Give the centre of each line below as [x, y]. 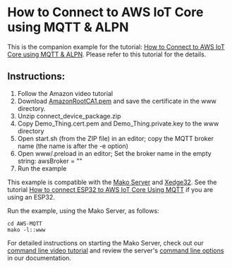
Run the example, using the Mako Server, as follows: [84, 211]
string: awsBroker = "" [50, 161]
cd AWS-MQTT [25, 224]
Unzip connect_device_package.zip [69, 116]
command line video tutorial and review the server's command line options [116, 250]
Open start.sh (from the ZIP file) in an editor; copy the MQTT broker [115, 138]
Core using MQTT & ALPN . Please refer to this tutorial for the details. [107, 54]
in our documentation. [39, 257]
